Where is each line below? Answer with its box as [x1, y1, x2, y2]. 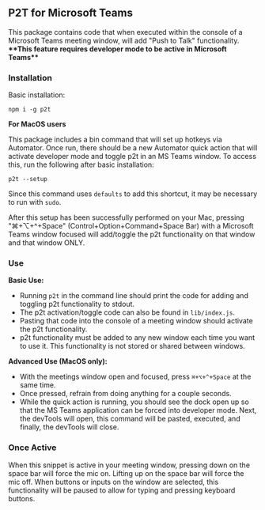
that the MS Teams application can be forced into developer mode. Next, [19, 406, 257, 415]
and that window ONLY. [8, 238, 85, 247]
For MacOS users [8, 119, 66, 129]
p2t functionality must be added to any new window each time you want [19, 333, 256, 342]
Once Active [8, 442, 57, 453]
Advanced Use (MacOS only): [8, 357, 108, 366]
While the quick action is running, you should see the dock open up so [19, 397, 249, 406]
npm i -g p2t [8, 106, 51, 114]
